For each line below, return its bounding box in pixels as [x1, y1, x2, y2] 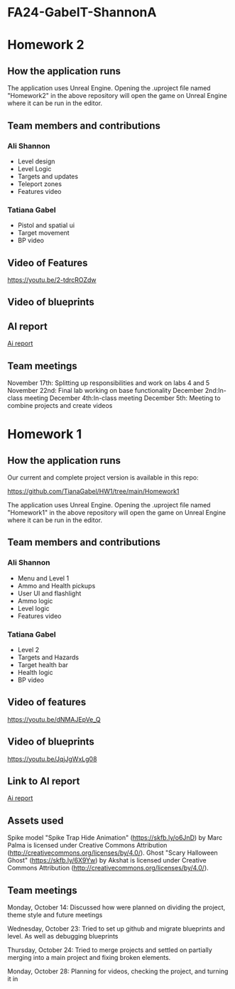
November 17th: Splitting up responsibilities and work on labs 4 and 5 [7, 379, 210, 387]
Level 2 [17, 645, 40, 654]
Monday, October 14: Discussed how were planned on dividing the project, [7, 903, 226, 912]
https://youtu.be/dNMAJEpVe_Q [7, 715, 101, 723]
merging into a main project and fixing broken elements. [7, 953, 171, 962]
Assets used [7, 814, 64, 826]
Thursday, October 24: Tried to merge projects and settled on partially [7, 946, 213, 954]
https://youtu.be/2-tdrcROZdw [7, 275, 97, 284]
